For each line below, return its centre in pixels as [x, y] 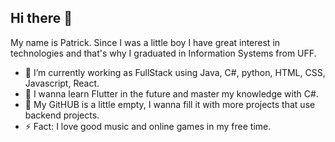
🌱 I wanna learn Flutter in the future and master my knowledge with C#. [171, 93]
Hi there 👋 [41, 18]
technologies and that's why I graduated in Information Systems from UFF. [163, 53]
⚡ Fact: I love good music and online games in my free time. [148, 126]
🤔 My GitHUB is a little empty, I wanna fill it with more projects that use [170, 104]
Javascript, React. [62, 83]
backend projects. [62, 115]
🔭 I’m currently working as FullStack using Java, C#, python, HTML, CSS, [175, 72]
